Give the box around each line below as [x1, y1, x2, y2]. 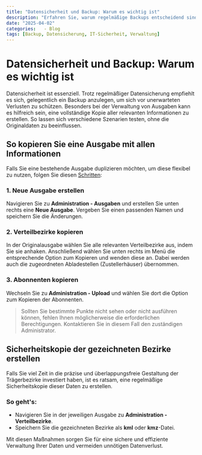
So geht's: [6, 397, 37, 406]
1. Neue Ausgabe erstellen [6, 186, 85, 195]
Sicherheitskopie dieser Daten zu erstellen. [6, 382, 113, 389]
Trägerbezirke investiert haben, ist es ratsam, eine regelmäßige [6, 376, 164, 383]
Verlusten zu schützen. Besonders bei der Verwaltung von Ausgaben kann [6, 103, 191, 110]
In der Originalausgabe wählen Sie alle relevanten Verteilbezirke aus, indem [6, 242, 194, 249]
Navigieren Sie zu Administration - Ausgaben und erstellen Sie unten [6, 200, 179, 207]
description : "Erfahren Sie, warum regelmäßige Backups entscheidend [6, 14, 185, 20]
